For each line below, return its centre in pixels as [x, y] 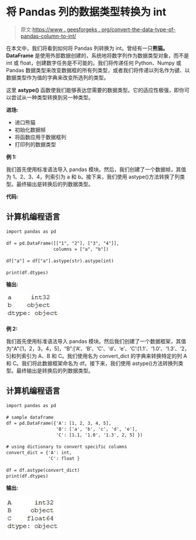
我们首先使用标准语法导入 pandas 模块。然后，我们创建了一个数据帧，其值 [96, 169]
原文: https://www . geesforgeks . [60, 29]
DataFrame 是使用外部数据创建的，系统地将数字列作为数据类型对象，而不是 [98, 55]
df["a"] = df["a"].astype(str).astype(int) [60, 261]
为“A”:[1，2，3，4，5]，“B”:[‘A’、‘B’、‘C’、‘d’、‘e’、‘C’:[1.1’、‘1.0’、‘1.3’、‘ [94, 348]
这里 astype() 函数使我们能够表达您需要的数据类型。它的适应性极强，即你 [95, 90]
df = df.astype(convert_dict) [43, 470]
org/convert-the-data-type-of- [138, 29]
